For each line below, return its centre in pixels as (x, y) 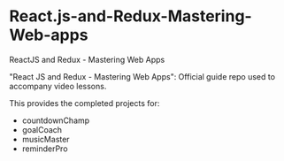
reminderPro (45, 149)
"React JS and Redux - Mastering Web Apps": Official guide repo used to (142, 76)
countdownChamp (56, 120)
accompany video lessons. (58, 86)
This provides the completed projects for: (84, 103)
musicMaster (46, 139)
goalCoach (42, 129)
